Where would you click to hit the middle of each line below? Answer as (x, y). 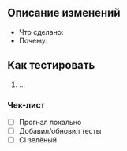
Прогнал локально (50, 122)
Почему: (33, 40)
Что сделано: (41, 32)
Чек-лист (26, 104)
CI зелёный (37, 140)
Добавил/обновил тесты (60, 130)
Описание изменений (64, 13)
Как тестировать (51, 65)
